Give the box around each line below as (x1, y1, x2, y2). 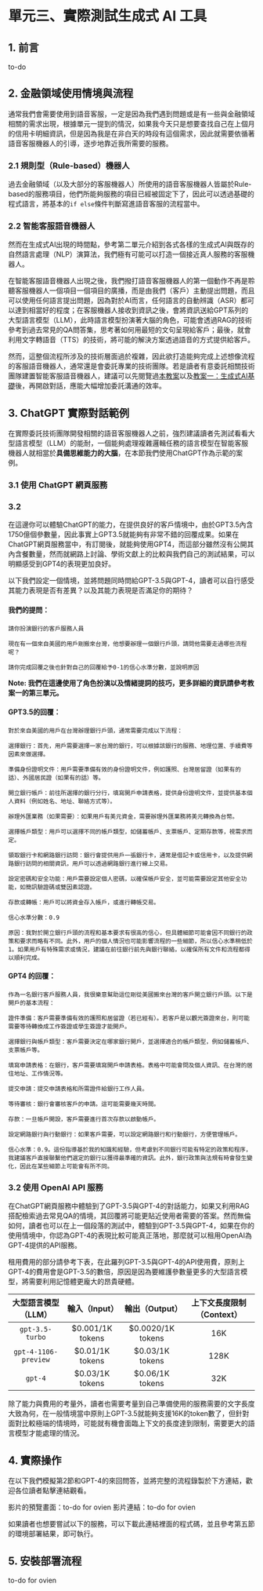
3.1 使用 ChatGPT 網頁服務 (8, 480, 108, 491)
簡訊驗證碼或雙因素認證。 (25, 883, 96, 891)
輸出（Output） (124, 1304, 182, 1315)
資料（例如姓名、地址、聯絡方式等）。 (13, 797, 116, 805)
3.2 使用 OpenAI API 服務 (8, 1182, 103, 1193)
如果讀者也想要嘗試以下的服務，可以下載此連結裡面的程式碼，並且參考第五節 (8, 1520, 255, 1529)
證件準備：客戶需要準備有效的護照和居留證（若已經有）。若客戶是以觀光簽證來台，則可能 (8, 1014, 250, 1023)
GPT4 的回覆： (8, 971, 56, 981)
